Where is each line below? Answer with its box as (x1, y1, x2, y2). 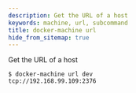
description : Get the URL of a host (8, 11, 128, 20)
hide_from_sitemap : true (8, 33, 90, 42)
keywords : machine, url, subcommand (8, 19, 128, 27)
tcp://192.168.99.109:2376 (8, 77, 97, 85)
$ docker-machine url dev (8, 70, 93, 79)
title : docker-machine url (8, 26, 97, 34)
